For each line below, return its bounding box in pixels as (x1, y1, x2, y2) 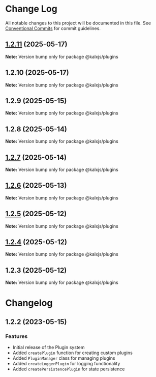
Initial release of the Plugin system (12, 344, 85, 351)
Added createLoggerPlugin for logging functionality (12, 361, 120, 367)
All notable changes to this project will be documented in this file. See (5, 20, 151, 26)
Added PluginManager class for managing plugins (12, 355, 115, 361)
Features (5, 333, 28, 340)
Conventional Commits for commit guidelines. (5, 25, 101, 31)
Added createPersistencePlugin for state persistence (12, 366, 125, 372)
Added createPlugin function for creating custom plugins (12, 350, 133, 356)
